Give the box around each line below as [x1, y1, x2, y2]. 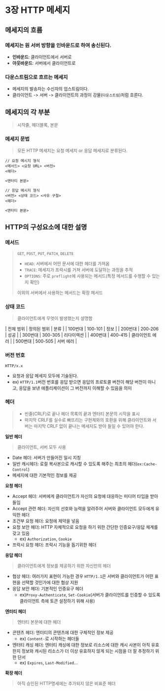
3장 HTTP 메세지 [5, 4, 70, 16]
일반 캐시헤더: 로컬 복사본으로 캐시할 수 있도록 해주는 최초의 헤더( [12, 461, 138, 467]
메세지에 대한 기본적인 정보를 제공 [12, 472, 77, 478]
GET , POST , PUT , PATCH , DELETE [17, 250, 74, 256]
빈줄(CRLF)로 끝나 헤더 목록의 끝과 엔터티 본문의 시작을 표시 [24, 411, 140, 417]
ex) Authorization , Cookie [19, 536, 72, 542]
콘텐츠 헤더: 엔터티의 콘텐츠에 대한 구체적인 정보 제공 [12, 629, 114, 635]
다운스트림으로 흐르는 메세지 [5, 74, 68, 81]
